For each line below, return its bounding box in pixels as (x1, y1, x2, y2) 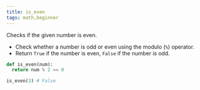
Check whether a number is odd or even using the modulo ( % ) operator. (15, 43, 194, 50)
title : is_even (6, 9, 45, 15)
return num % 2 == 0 (12, 67, 64, 73)
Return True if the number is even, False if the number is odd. (15, 49, 170, 57)
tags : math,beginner (6, 15, 59, 21)
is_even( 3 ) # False (6, 78, 56, 84)
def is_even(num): (6, 61, 53, 67)
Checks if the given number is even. (6, 31, 97, 38)
